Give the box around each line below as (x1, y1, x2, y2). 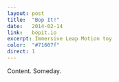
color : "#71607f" (7, 42, 60, 49)
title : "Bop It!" (7, 16, 60, 23)
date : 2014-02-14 (7, 23, 63, 29)
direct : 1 (7, 49, 36, 55)
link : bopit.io (7, 29, 57, 36)
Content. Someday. (7, 66, 62, 75)
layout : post (7, 10, 45, 17)
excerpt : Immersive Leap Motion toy (7, 36, 112, 42)
